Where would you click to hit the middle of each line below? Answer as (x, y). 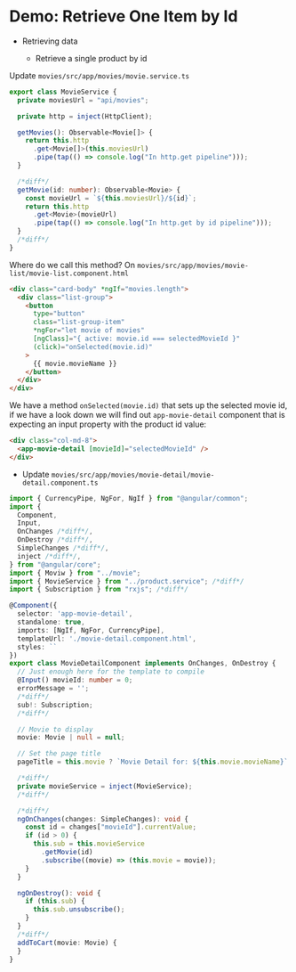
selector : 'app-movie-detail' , (75, 614)
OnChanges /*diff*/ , (55, 532)
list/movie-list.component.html (69, 274)
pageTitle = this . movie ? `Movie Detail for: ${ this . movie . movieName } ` (153, 762)
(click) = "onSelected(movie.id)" (92, 347)
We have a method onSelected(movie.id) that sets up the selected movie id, (148, 405)
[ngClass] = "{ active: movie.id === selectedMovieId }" (136, 339)
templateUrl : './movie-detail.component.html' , (107, 639)
